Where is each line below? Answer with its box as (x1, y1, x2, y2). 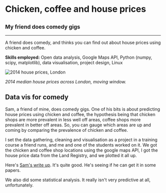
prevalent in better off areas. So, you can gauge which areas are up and (5, 122, 152, 128)
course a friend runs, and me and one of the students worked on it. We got (5, 142, 157, 148)
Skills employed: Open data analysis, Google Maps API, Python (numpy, (5, 54, 152, 60)
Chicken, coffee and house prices (5, 3, 146, 15)
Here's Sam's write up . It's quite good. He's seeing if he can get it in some (5, 162, 156, 168)
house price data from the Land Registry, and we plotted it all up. (5, 152, 137, 158)
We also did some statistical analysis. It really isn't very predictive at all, (5, 177, 151, 183)
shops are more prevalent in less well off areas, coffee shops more (5, 116, 141, 122)
